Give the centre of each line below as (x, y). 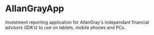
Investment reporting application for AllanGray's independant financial (77, 22)
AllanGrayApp (35, 9)
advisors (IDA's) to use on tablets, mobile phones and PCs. (65, 27)
